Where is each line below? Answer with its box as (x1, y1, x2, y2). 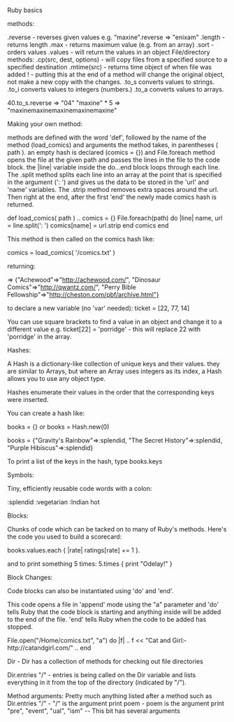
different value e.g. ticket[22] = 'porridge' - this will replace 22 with (7, 325, 201, 333)
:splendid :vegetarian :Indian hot (7, 498, 100, 506)
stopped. (7, 623, 34, 631)
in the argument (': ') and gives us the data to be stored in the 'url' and (7, 178, 210, 186)
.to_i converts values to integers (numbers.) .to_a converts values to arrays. (7, 85, 224, 93)
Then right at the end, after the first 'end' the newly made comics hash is (7, 193, 217, 201)
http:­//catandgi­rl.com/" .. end (7, 644, 92, 652)
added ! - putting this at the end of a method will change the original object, (7, 70, 225, 78)
